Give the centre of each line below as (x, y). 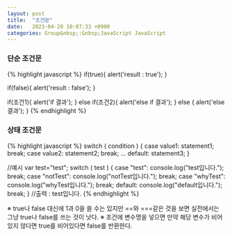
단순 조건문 (25, 58)
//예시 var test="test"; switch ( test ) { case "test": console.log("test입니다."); (116, 167)
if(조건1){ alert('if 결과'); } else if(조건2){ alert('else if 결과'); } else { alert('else (116, 102)
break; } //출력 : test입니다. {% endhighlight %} (73, 193)
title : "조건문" (30, 20)
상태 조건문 (25, 130)
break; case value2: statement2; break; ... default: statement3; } (98, 153)
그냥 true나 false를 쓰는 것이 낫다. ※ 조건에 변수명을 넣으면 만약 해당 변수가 (109, 217)
